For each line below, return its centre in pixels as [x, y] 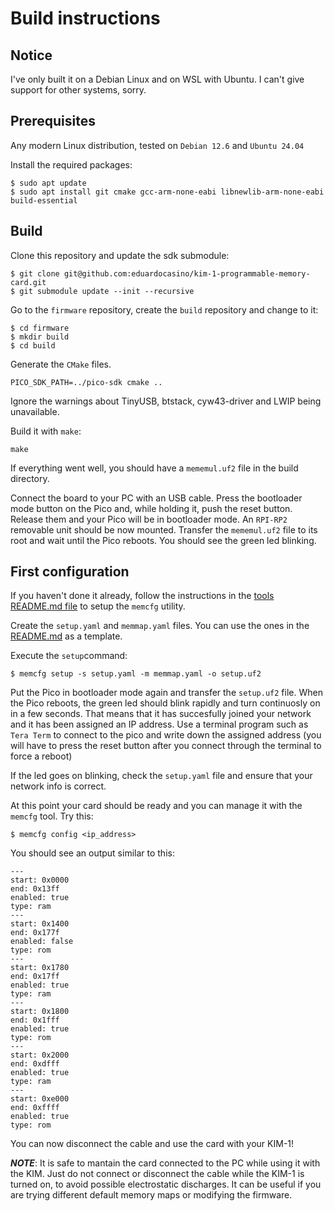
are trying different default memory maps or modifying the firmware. [151, 1195]
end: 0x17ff [35, 977]
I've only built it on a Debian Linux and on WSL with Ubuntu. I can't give [157, 79]
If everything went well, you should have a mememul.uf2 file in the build [154, 468]
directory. [30, 478]
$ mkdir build [40, 337]
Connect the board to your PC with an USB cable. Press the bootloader [156, 498]
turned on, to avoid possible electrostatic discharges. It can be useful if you [166, 1184]
